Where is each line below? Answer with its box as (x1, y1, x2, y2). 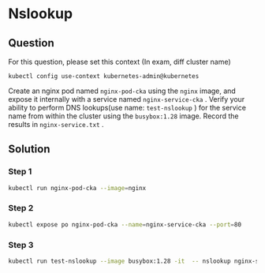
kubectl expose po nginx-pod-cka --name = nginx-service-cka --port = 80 (8, 220, 242, 229)
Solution (8, 143, 50, 156)
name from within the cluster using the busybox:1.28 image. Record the (8, 111, 239, 121)
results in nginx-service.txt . (8, 120, 104, 129)
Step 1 (8, 166, 32, 178)
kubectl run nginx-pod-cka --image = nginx (8, 184, 147, 192)
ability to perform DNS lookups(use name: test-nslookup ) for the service (8, 103, 247, 112)
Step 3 (8, 239, 34, 250)
